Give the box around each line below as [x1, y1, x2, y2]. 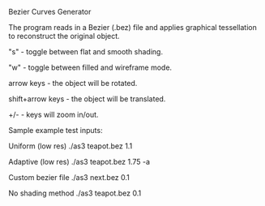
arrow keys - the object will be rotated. [8, 79, 138, 88]
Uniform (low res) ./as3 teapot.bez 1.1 [8, 141, 133, 151]
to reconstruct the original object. [8, 32, 120, 41]
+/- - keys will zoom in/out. [8, 109, 99, 119]
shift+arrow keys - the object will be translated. [8, 94, 166, 104]
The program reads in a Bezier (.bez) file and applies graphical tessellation [8, 23, 257, 32]
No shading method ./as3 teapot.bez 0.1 [8, 188, 142, 198]
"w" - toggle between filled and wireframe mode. [8, 62, 173, 72]
